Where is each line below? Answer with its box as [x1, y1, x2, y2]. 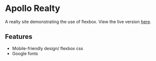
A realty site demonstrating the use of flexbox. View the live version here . [5, 19, 152, 24]
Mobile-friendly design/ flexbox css [12, 45, 83, 51]
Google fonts [12, 50, 38, 56]
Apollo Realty [5, 3, 61, 14]
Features [5, 33, 32, 41]
